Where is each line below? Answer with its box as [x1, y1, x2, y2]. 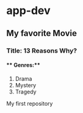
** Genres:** [6, 62, 41, 69]
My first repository [6, 100, 53, 107]
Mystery [15, 81, 37, 89]
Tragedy [15, 88, 37, 95]
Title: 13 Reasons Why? [6, 46, 78, 55]
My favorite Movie [6, 28, 78, 38]
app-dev [6, 4, 51, 18]
